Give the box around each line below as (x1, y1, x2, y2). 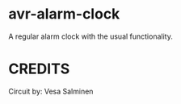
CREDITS (8, 60, 70, 78)
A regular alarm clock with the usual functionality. (8, 31, 174, 41)
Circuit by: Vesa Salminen (8, 86, 94, 96)
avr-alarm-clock (8, 5, 120, 23)
